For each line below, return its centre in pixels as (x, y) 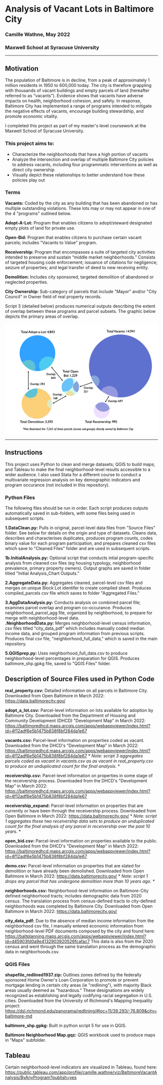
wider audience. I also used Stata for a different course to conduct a (73, 474)
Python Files (20, 498)
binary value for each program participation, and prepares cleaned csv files (81, 543)
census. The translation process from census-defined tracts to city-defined (81, 901)
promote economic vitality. (32, 116)
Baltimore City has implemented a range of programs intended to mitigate (78, 106)
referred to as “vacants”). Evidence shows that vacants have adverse (74, 96)
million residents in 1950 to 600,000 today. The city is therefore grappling (78, 86)
